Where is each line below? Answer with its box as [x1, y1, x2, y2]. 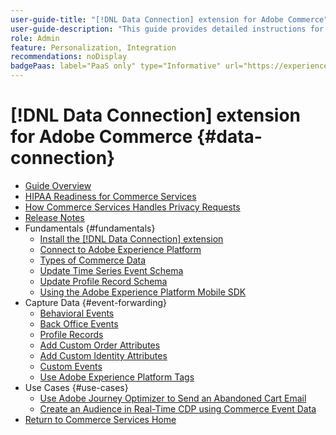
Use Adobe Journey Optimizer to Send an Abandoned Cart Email [39, 392, 307, 404]
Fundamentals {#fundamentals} [24, 222, 156, 234]
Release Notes [24, 211, 85, 223]
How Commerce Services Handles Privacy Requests [24, 201, 241, 213]
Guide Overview [24, 179, 92, 191]
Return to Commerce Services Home [24, 413, 177, 425]
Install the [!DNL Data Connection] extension [39, 232, 224, 245]
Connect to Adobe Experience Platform [39, 243, 202, 255]
